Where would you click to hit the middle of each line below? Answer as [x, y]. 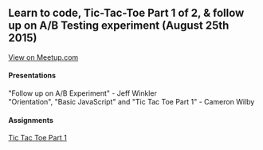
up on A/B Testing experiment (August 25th [119, 26]
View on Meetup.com [43, 57]
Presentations [32, 76]
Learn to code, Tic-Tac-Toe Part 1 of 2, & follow [126, 13]
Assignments [31, 120]
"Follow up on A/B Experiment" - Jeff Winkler [82, 93]
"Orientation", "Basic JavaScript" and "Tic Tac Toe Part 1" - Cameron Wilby [131, 102]
